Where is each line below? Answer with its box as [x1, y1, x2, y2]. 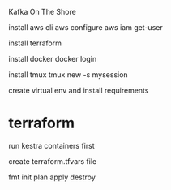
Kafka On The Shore [8, 7, 77, 16]
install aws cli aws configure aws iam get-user [8, 23, 164, 32]
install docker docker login [8, 54, 97, 63]
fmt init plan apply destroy [8, 172, 96, 182]
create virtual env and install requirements [8, 85, 149, 95]
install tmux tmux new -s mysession [8, 70, 128, 80]
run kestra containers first [8, 140, 95, 150]
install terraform [8, 38, 62, 48]
